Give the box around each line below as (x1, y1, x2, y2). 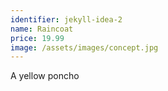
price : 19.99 (10, 33, 65, 43)
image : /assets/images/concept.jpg (10, 42, 159, 53)
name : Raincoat (10, 24, 74, 34)
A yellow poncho (10, 70, 80, 82)
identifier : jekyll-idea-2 (10, 14, 123, 25)
